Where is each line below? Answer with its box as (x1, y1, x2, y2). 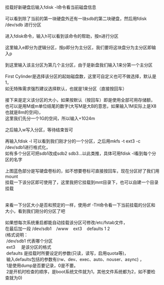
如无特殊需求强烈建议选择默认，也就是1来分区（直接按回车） (5, 85, 127, 91)
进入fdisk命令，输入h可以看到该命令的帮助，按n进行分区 (5, 33, 119, 39)
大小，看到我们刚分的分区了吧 (5, 208, 65, 214)
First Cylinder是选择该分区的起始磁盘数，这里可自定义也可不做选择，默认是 (5, 73, 157, 79)
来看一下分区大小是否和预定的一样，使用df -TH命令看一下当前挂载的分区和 (5, 202, 156, 208)
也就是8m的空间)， (5, 110, 44, 115)
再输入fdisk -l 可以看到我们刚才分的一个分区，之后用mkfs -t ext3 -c (5, 138, 141, 144)
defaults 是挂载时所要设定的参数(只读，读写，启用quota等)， (6, 250, 129, 256)
